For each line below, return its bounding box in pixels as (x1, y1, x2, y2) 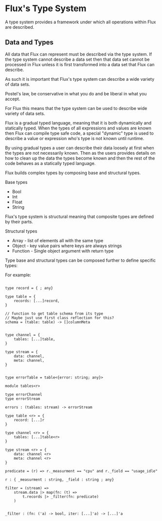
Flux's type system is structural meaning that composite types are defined (5, 214, 154, 219)
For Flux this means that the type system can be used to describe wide (5, 105, 147, 111)
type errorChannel (5, 392, 42, 397)
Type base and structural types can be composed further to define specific (5, 257, 156, 263)
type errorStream (5, 396, 40, 401)
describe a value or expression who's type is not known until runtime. (5, 135, 144, 141)
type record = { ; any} (5, 286, 54, 290)
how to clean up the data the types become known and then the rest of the (5, 155, 155, 161)
